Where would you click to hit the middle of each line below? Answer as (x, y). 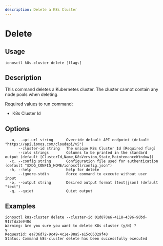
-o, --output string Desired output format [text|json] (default (84, 183)
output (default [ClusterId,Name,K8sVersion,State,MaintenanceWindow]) (79, 157)
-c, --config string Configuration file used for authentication (84, 161)
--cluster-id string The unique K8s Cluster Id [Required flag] (87, 149)
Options (18, 129)
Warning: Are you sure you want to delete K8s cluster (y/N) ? (71, 226)
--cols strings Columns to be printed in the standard (82, 153)
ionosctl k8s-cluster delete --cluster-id (49, 217)
